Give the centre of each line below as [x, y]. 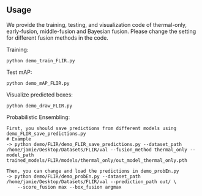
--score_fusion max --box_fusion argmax [69, 187]
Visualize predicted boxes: [40, 95]
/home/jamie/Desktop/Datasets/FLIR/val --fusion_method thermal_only [97, 150]
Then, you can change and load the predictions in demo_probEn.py [93, 171]
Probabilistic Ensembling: [38, 117]
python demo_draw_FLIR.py [39, 106]
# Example [19, 139]
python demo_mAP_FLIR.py [38, 83]
